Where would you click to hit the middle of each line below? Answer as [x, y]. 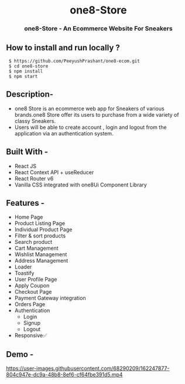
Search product [33, 242]
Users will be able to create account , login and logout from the [90, 127]
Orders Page [30, 304]
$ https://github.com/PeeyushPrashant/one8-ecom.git [74, 61]
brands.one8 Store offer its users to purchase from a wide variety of [97, 114]
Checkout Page [33, 292]
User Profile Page [36, 280]
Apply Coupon [32, 286]
